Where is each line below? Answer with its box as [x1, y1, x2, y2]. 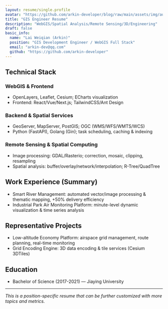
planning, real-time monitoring [12, 240, 75, 246]
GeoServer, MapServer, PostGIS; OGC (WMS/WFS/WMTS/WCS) [12, 123, 145, 129]
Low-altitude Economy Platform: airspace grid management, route [12, 235, 149, 241]
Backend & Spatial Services [5, 112, 73, 119]
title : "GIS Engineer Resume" [5, 17, 68, 22]
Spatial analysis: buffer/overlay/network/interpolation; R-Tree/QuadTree [12, 163, 160, 169]
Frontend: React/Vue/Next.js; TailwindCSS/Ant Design [12, 100, 123, 106]
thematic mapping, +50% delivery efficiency [12, 196, 104, 202]
